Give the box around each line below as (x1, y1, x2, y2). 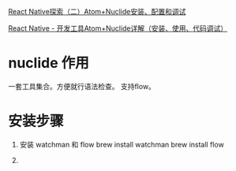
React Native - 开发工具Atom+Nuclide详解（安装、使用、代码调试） (8, 24, 228, 33)
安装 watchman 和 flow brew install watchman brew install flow (19, 139, 225, 149)
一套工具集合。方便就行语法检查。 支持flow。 (8, 81, 156, 91)
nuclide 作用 (8, 54, 89, 72)
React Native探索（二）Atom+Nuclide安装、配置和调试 (8, 7, 186, 16)
